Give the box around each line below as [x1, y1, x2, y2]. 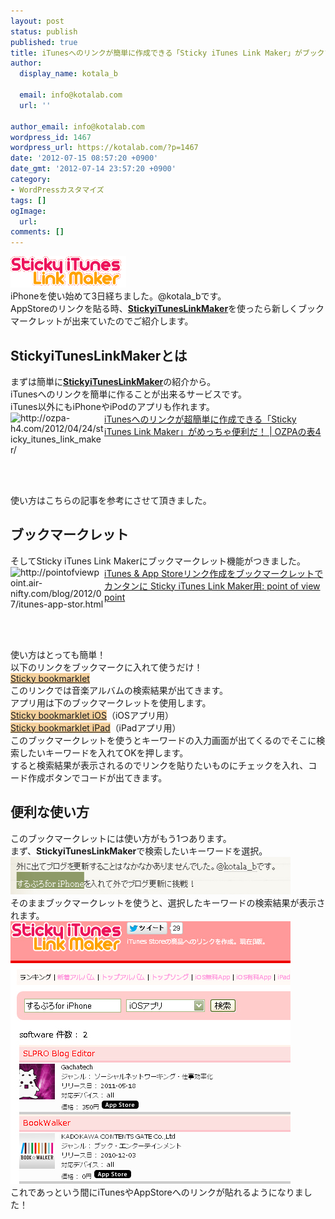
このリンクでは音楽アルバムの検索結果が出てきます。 [10, 684, 229, 696]
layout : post [10, 16, 65, 26]
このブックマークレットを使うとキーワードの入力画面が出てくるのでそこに [10, 734, 317, 746]
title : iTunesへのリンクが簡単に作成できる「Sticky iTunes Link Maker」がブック [10, 48, 325, 58]
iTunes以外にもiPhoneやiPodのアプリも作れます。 [10, 400, 215, 412]
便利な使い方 [10, 804, 90, 821]
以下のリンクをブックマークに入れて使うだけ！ [10, 661, 203, 673]
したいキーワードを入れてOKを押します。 [18, 746, 189, 759]
